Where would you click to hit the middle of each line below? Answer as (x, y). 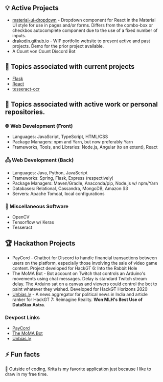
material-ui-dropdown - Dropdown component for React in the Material (84, 20)
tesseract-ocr (26, 89)
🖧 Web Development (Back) (40, 160)
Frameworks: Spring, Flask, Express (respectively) (63, 178)
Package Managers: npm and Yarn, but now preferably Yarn (72, 142)
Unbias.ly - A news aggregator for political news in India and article (80, 294)
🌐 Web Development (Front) (39, 126)
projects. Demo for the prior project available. (58, 46)
